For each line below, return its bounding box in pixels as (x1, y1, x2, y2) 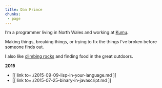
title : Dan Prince (5, 7, 42, 12)
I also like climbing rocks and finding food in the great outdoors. (5, 53, 133, 59)
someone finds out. (5, 44, 44, 50)
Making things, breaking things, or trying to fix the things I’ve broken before (5, 39, 157, 45)
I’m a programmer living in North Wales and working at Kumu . (5, 30, 129, 35)
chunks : (5, 12, 21, 17)
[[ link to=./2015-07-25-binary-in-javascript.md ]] (12, 77, 111, 83)
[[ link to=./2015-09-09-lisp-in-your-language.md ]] (12, 72, 117, 78)
